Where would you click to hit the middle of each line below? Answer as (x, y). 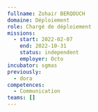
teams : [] (22, 98)
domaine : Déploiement (39, 20)
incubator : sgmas (32, 65)
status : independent (49, 53)
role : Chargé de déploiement (49, 26)
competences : (26, 85)
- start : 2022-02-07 (43, 40)
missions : (22, 33)
